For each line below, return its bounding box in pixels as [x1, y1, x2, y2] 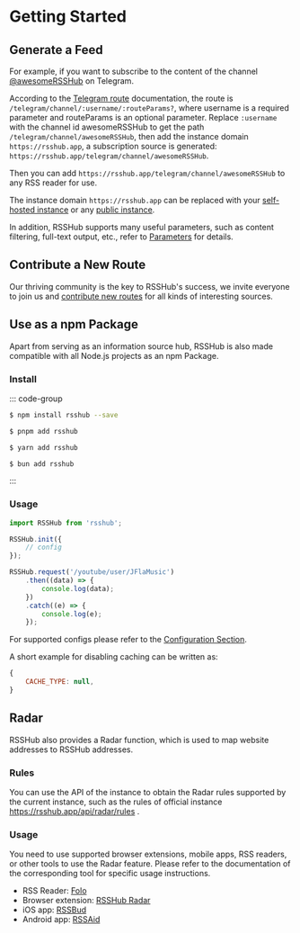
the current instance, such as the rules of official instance [9, 796, 223, 807]
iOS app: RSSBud [22, 904, 87, 915]
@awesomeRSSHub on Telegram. [9, 76, 135, 86]
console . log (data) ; [41, 584, 115, 593]
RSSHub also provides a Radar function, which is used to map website [9, 734, 269, 745]
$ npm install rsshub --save [9, 410, 119, 419]
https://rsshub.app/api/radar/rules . [9, 806, 140, 817]
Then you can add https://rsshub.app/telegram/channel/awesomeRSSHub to [9, 168, 286, 178]
